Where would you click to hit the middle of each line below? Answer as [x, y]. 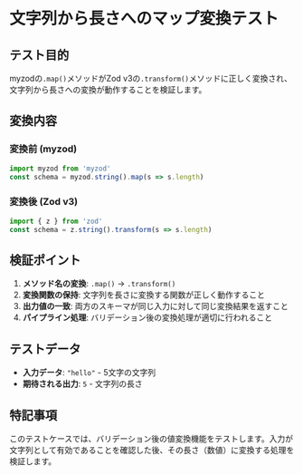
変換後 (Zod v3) [44, 202]
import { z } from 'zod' [56, 221]
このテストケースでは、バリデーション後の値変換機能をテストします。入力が [151, 438]
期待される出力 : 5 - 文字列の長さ [82, 384]
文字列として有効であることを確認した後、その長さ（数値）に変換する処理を [152, 450]
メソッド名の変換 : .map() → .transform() [99, 284]
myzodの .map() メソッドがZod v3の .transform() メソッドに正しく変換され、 [151, 78]
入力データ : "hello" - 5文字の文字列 [89, 373]
